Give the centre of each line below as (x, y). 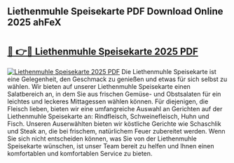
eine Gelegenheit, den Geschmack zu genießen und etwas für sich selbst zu (117, 79)
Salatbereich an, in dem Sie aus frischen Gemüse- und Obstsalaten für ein (114, 94)
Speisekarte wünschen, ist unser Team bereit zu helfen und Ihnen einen (111, 146)
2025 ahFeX (34, 23)
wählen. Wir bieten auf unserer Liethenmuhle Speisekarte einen (99, 86)
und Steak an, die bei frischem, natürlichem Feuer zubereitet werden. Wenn (116, 131)
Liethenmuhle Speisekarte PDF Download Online (115, 12)
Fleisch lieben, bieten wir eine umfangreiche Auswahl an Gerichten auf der (115, 109)
